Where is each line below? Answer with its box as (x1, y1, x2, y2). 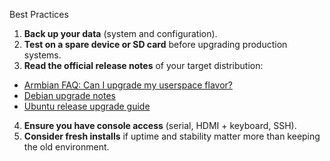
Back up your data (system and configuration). (23, 28, 218, 39)
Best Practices (9, 9, 69, 20)
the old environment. (23, 141, 110, 153)
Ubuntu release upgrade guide (23, 100, 151, 112)
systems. (23, 49, 62, 61)
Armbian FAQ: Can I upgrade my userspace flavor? (23, 79, 233, 91)
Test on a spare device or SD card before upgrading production (23, 39, 288, 50)
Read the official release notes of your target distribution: (23, 60, 264, 71)
